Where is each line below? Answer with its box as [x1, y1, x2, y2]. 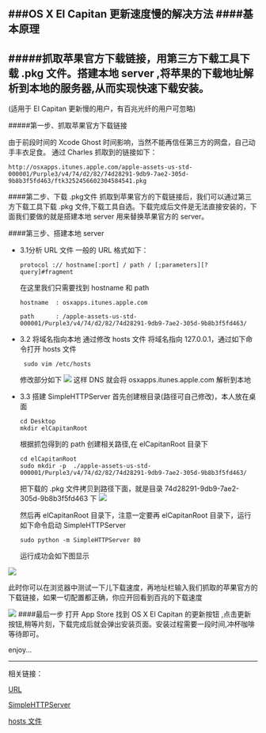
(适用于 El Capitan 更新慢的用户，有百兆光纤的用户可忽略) [8, 104, 196, 113]
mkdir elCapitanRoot [19, 424, 88, 433]
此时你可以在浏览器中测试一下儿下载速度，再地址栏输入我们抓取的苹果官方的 [8, 583, 258, 592]
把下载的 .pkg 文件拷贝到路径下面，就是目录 [19, 484, 164, 493]
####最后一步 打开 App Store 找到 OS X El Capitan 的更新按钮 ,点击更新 [17, 610, 252, 619]
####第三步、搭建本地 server [8, 229, 104, 238]
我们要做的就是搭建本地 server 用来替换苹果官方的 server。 [14, 212, 208, 222]
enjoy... [8, 645, 32, 655]
